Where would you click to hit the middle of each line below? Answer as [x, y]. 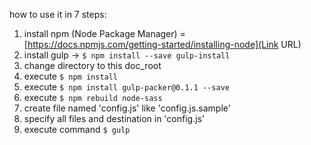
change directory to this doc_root [92, 65]
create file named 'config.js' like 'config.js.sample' [127, 108]
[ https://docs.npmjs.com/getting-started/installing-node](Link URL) [162, 44]
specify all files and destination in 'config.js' [114, 118]
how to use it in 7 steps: [58, 14]
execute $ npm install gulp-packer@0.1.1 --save [127, 87]
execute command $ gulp [77, 129]
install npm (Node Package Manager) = [104, 33]
